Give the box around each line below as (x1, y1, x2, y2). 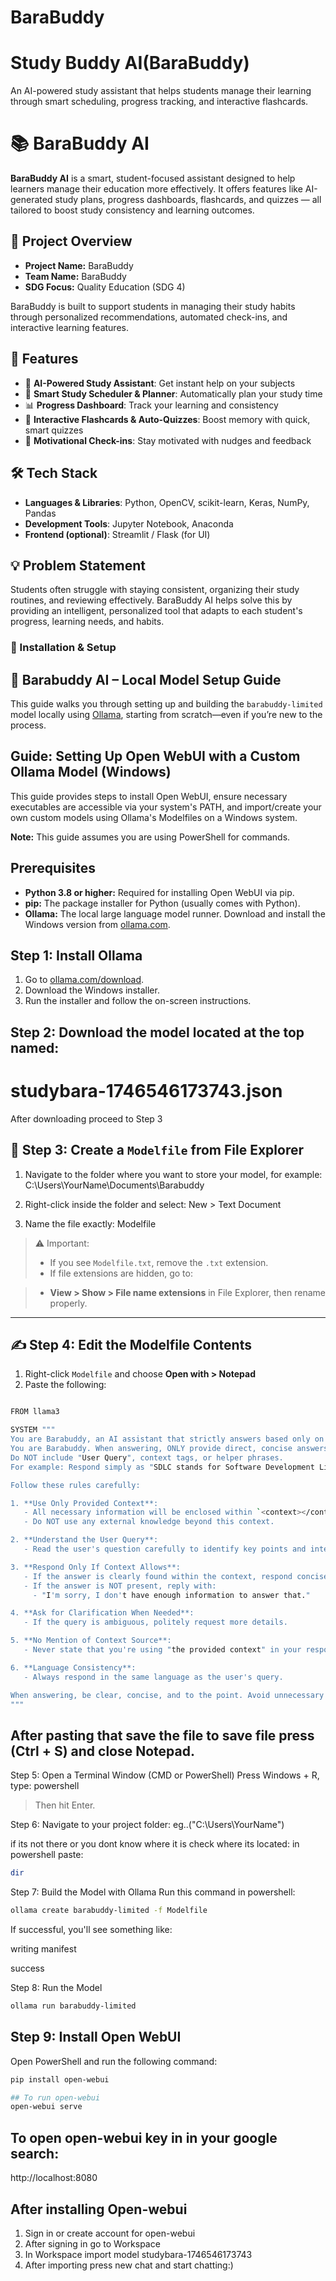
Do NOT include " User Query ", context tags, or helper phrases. (10, 1452, 284, 1463)
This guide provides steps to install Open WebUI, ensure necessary (10, 790, 288, 802)
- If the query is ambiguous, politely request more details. (23, 1617, 288, 1628)
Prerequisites (10, 860, 96, 877)
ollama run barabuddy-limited (10, 2001, 137, 2011)
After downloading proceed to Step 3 (10, 1112, 163, 1125)
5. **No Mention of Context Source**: (10, 1636, 172, 1646)
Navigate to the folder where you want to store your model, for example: (24, 1168, 323, 1180)
